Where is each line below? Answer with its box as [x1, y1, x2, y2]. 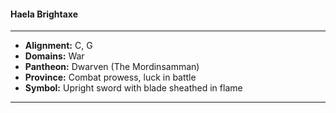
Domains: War [24, 50, 85, 62]
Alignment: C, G [24, 40, 93, 52]
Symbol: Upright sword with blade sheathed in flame [24, 82, 243, 94]
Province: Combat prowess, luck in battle [24, 71, 197, 84]
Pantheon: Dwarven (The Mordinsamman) [24, 61, 200, 73]
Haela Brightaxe [10, 8, 79, 20]
